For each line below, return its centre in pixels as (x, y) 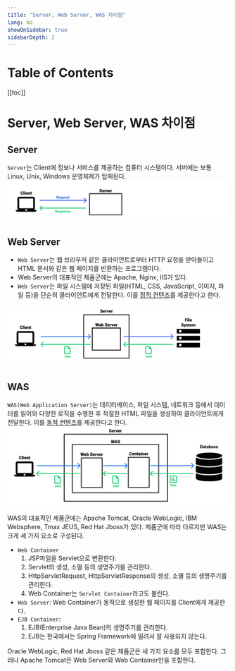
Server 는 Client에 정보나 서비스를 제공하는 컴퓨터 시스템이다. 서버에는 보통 (110, 168)
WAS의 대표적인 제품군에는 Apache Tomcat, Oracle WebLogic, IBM (102, 518)
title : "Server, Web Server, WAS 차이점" (67, 15)
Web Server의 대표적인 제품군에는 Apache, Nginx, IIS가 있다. (102, 277)
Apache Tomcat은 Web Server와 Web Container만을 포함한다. (108, 660)
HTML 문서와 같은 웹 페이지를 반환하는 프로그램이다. (89, 268)
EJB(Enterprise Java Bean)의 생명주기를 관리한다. (98, 627)
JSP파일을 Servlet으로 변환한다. (72, 558)
